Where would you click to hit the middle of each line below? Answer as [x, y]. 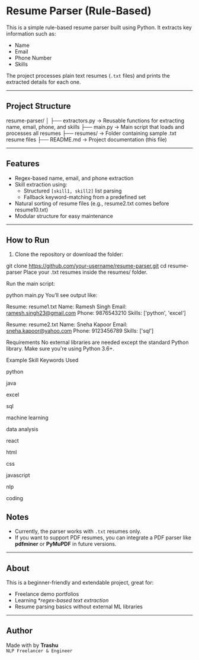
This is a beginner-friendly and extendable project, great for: [80, 582]
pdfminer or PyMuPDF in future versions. [65, 544]
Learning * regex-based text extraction [62, 600]
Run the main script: [31, 284]
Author [19, 631]
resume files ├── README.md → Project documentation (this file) [86, 139]
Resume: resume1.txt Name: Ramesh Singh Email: [67, 307]
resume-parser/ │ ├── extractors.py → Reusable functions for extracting [95, 121]
